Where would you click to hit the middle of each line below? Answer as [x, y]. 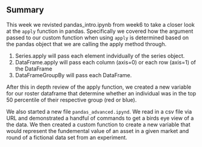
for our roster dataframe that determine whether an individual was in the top [101, 93]
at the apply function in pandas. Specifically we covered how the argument [100, 31]
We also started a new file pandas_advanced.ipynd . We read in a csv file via [99, 111]
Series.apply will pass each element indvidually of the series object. [100, 56]
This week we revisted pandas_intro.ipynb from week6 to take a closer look [101, 24]
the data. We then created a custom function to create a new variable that [98, 125]
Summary [25, 10]
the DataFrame [34, 69]
